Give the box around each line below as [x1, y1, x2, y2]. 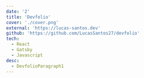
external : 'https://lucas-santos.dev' [6, 25, 101, 31]
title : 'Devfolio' [6, 14, 51, 20]
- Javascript [11, 52, 43, 58]
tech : [6, 36, 19, 42]
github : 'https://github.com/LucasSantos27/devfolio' [6, 30, 140, 36]
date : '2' [6, 8, 30, 15]
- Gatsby [11, 47, 33, 53]
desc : [6, 57, 19, 63]
